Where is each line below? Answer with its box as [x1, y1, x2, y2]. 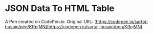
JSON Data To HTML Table [5, 3, 115, 14]
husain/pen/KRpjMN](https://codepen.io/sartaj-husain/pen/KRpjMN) [5, 23, 143, 29]
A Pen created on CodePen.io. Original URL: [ [5, 19, 96, 24]
